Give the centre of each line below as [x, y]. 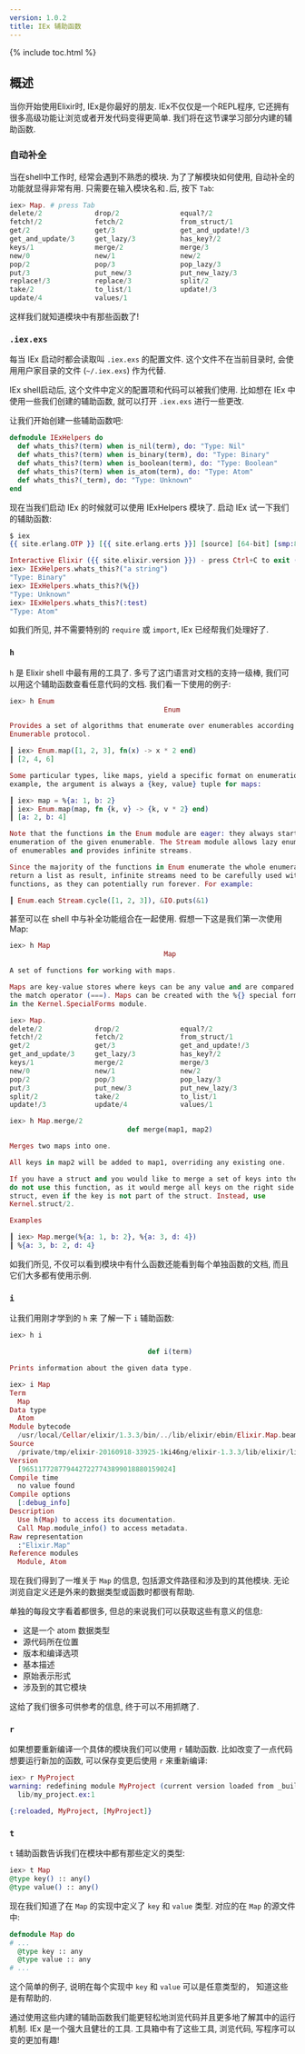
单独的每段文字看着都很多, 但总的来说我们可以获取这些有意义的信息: [136, 1611]
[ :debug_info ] [44, 1503]
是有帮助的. [31, 1998]
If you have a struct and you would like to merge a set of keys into [146, 1179]
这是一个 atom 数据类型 [66, 1630]
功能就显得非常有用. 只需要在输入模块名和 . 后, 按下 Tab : [112, 188]
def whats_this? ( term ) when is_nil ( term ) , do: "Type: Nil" [132, 446]
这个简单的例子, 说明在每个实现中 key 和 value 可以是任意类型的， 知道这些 [149, 1987]
